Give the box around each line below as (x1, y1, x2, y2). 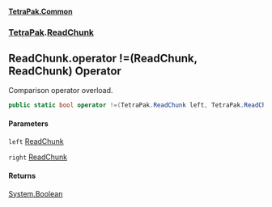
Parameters (8, 118, 49, 129)
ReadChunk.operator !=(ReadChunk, (8, 51, 198, 65)
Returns (8, 171, 36, 180)
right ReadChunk (8, 152, 68, 162)
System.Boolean (8, 188, 63, 198)
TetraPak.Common (8, 6, 73, 16)
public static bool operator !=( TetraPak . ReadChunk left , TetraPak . (8, 101, 244, 109)
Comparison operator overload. (8, 86, 113, 95)
